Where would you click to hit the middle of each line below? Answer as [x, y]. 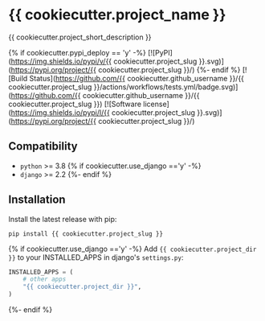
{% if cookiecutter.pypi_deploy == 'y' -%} [77, 52]
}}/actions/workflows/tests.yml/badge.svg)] [166, 87]
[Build [18, 78]
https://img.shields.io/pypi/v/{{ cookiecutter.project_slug [104, 61]
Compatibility [43, 146]
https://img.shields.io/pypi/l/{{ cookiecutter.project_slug [103, 112]
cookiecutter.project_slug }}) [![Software [75, 104]
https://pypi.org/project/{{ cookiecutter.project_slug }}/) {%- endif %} [126, 69]
